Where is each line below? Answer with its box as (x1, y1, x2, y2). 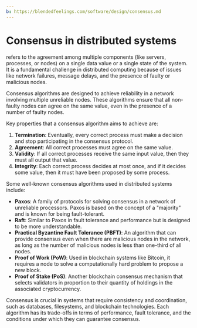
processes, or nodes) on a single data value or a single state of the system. (6, 59, 188, 66)
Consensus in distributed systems (6, 34, 177, 47)
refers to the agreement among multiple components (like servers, (6, 53, 166, 61)
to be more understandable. (14, 223, 82, 230)
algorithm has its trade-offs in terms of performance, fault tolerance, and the (6, 309, 191, 316)
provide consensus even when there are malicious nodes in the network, (14, 235, 191, 242)
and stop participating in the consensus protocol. (14, 138, 134, 145)
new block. (14, 266, 42, 273)
